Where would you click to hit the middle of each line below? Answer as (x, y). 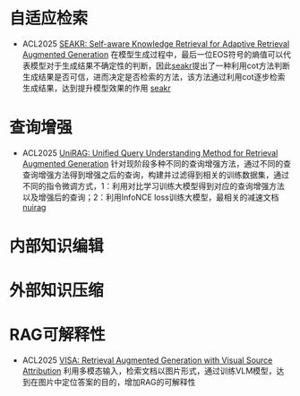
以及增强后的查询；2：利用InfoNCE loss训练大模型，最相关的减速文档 (150, 197)
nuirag (34, 207)
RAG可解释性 (57, 335)
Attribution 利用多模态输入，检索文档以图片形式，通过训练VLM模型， (149, 371)
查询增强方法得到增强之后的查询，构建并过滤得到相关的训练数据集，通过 (155, 175)
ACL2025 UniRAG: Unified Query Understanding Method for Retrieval (150, 152)
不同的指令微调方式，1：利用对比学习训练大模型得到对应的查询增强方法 (153, 185)
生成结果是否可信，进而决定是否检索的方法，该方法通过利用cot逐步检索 (154, 76)
